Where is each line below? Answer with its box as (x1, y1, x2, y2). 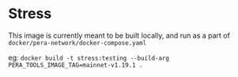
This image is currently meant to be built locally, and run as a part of (8, 31, 231, 40)
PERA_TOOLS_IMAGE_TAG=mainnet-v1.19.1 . (8, 60, 144, 69)
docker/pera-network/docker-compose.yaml (8, 38, 147, 47)
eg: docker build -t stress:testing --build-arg (8, 53, 170, 62)
